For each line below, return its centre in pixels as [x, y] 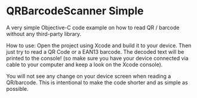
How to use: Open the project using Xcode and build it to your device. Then [99, 45]
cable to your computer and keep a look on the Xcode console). [84, 65]
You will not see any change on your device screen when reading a [89, 76]
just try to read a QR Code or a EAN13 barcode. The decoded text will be [95, 51]
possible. [17, 88]
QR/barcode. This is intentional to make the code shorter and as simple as [97, 82]
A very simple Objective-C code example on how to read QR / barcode [93, 27]
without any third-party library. [44, 33]
